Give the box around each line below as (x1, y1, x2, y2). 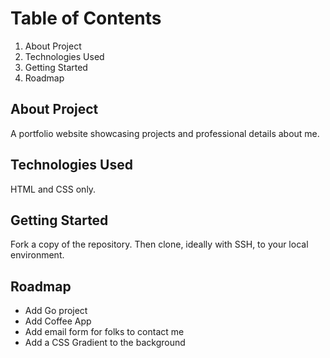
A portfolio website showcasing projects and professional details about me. (10, 127, 320, 139)
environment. (10, 249, 65, 261)
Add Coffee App (24, 315, 92, 327)
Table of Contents (10, 7, 162, 30)
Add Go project (24, 305, 88, 317)
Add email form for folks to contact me (24, 326, 185, 338)
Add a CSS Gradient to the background (24, 337, 186, 349)
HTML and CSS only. (10, 183, 97, 195)
